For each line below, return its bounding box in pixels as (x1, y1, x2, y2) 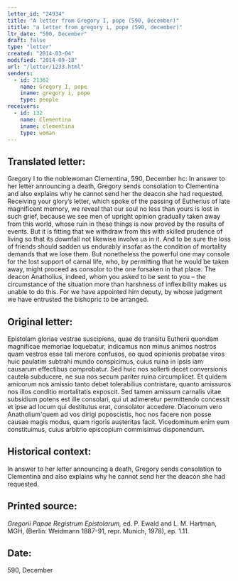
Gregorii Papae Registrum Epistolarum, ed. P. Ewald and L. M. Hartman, (7, 519, 217, 528)
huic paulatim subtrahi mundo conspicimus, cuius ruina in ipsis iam (7, 357, 204, 366)
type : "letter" (7, 43, 53, 50)
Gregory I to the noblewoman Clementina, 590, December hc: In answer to (7, 175, 225, 183)
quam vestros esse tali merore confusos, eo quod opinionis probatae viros (7, 349, 225, 358)
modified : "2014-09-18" (7, 57, 78, 64)
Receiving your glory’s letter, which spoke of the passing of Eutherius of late (7, 197, 230, 206)
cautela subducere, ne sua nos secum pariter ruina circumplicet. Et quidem (7, 372, 227, 381)
